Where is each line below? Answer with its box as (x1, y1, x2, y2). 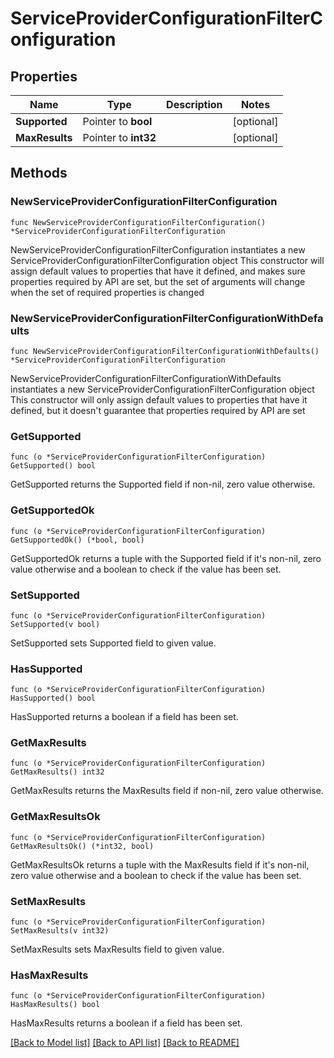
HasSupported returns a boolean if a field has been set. (10, 711, 239, 723)
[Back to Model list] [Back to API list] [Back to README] (10, 1037, 240, 1049)
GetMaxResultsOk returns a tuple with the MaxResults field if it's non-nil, (10, 858, 310, 871)
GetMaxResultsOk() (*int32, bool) (10, 841, 155, 851)
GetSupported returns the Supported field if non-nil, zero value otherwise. (10, 478, 316, 491)
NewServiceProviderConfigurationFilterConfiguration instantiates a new (10, 243, 306, 256)
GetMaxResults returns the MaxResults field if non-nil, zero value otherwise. (10, 785, 324, 797)
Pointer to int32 (82, 131, 157, 144)
